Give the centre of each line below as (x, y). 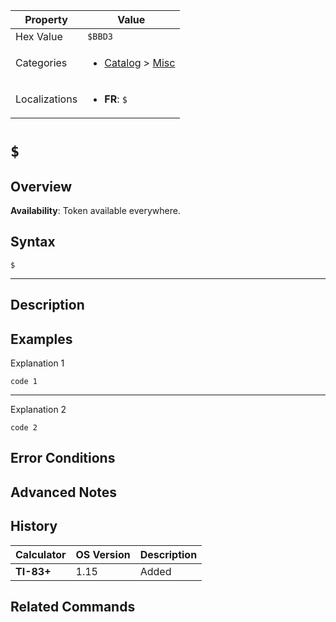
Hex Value (39, 36)
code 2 (24, 428)
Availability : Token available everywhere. (95, 210)
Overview (41, 186)
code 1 (24, 382)
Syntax (33, 242)
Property (46, 19)
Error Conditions (63, 458)
